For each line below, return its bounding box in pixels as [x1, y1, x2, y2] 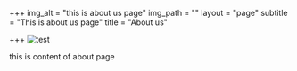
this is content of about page [9, 51, 115, 61]
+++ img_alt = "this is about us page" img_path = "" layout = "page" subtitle [9, 8, 288, 18]
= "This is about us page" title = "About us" [9, 17, 168, 28]
